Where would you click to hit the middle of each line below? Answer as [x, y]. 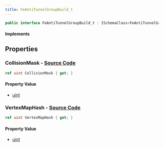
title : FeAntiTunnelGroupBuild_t [39, 9]
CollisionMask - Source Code [40, 63]
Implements [18, 34]
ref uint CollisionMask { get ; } [39, 73]
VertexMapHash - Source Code [43, 108]
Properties [21, 49]
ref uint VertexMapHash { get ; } [39, 118]
